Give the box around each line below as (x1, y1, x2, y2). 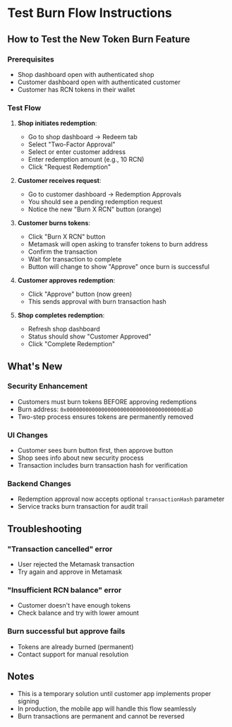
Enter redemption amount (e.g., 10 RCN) (28, 155, 145, 164)
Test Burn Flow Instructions (7, 5, 173, 21)
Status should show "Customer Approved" (28, 332, 152, 341)
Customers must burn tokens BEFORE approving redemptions (17, 397, 197, 406)
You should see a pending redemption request (28, 198, 163, 206)
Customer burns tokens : (17, 219, 90, 227)
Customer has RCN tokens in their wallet (17, 85, 135, 93)
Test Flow (7, 102, 42, 112)
